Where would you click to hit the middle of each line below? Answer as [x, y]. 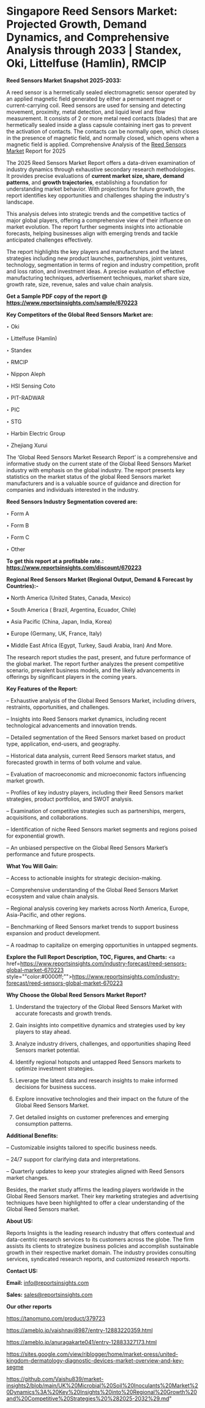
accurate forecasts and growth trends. [63, 1013]
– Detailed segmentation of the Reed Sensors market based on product [96, 737]
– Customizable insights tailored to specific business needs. [82, 1147]
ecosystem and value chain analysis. [53, 896]
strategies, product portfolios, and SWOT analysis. [70, 799]
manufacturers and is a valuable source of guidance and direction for [94, 483]
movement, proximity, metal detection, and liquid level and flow [86, 112]
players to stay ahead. [43, 1031]
